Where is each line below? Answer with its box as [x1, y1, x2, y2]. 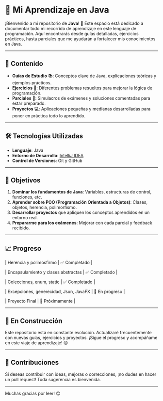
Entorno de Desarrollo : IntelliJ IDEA [12, 152, 84, 158]
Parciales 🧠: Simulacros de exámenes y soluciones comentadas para [12, 95, 150, 101]
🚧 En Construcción [5, 317, 63, 325]
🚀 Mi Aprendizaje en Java [5, 4, 109, 16]
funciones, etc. [12, 194, 42, 200]
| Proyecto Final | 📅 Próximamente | [5, 298, 76, 304]
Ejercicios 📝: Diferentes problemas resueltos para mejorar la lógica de [12, 85, 153, 91]
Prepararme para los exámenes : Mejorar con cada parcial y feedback [12, 220, 153, 226]
